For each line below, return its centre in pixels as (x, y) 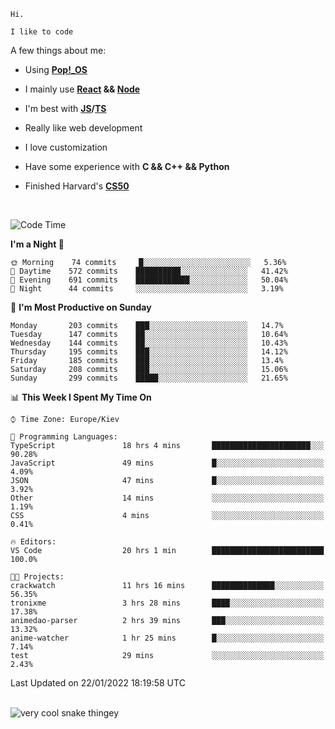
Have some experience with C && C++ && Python (127, 166)
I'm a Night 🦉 (37, 244)
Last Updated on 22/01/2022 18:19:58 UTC (98, 683)
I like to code (42, 32)
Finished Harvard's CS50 (77, 186)
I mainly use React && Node (82, 89)
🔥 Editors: (33, 542)
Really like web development (83, 128)
